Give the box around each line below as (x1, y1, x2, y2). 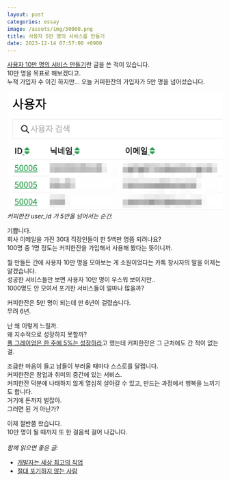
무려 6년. (7, 307, 31, 315)
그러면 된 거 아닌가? (7, 405, 60, 413)
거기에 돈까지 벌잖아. (7, 396, 62, 404)
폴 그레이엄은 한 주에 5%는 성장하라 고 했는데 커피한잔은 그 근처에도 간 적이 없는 (7, 339, 219, 347)
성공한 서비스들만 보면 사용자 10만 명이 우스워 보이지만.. (7, 275, 156, 284)
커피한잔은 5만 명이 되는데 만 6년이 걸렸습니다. (7, 299, 131, 307)
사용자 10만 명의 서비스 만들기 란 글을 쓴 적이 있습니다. (7, 60, 150, 69)
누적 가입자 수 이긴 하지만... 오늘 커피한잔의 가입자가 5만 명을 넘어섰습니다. (7, 77, 206, 86)
